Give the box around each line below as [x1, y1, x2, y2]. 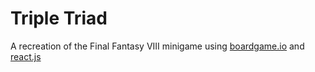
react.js [10, 50, 42, 62]
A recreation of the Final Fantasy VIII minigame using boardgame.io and [10, 40, 305, 52]
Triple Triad [10, 7, 108, 30]
